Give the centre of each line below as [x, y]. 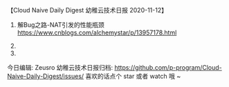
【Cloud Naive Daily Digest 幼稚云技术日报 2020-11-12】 [88, 10]
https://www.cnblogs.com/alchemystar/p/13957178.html [97, 32]
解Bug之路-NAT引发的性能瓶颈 [61, 25]
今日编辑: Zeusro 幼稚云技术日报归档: [60, 67]
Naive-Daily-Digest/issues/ [46, 76]
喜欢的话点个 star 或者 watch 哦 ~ [133, 76]
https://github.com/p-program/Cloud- [168, 67]
